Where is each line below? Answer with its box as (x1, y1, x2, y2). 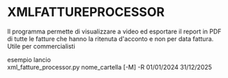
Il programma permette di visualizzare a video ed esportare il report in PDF (7, 27, 222, 36)
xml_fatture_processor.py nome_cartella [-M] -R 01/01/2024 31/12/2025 (7, 63, 213, 71)
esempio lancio (7, 55, 51, 63)
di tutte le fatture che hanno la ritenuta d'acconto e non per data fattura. (7, 34, 214, 42)
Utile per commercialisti (7, 42, 75, 50)
